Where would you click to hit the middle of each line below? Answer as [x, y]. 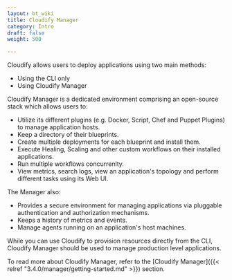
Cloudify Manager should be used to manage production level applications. [114, 248]
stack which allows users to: [47, 106]
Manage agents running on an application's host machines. [101, 227]
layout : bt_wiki [30, 13]
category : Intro [30, 26]
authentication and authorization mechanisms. [83, 213]
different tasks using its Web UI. [63, 179]
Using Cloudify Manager [52, 86]
